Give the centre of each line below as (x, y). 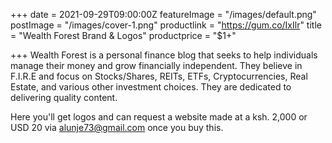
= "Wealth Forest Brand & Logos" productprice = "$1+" (123, 35)
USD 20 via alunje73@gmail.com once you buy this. (117, 127)
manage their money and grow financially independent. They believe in (156, 65)
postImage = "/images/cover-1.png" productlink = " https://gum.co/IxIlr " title (166, 25)
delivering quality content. (64, 97)
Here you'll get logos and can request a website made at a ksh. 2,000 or (159, 117)
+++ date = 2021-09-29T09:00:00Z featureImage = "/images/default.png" (163, 14)
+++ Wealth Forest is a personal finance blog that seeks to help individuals (164, 55)
